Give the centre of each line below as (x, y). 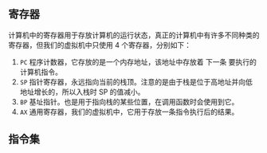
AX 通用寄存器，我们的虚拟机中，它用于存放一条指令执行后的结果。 (129, 112)
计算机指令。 (41, 72)
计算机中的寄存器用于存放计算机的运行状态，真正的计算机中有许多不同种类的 (134, 35)
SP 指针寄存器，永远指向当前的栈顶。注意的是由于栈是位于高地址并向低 (136, 81)
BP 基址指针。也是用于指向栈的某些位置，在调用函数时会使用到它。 (129, 101)
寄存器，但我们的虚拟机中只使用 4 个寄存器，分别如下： (100, 45)
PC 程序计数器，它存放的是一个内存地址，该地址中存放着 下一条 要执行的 (138, 61)
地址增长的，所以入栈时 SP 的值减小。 (82, 92)
